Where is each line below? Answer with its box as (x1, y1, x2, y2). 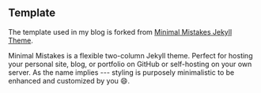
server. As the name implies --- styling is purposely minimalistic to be (8, 67, 235, 77)
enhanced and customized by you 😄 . (8, 76, 130, 85)
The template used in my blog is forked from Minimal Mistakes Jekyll (8, 27, 233, 36)
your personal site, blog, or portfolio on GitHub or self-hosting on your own (8, 59, 252, 69)
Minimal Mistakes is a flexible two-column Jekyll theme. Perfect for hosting (8, 50, 253, 60)
